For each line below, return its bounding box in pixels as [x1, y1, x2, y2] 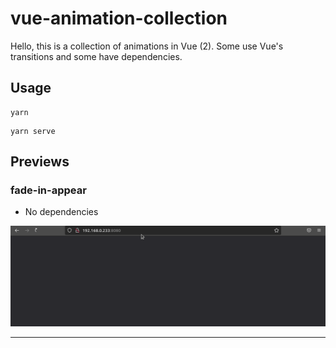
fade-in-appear [10, 183, 87, 197]
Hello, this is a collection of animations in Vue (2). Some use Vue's [10, 40, 284, 52]
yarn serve [10, 126, 56, 136]
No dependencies [24, 206, 99, 218]
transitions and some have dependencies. [10, 50, 183, 62]
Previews [10, 153, 70, 171]
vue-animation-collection [10, 7, 228, 30]
